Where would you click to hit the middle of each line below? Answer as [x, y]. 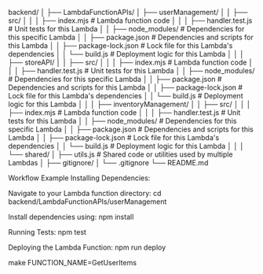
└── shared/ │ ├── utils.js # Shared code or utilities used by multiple [121, 154]
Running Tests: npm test [47, 232]
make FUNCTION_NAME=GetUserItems [73, 263]
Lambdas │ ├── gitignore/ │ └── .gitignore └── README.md [108, 163]
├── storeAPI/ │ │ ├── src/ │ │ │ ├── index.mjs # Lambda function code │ [131, 62]
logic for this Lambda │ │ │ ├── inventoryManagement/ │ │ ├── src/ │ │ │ [130, 104]
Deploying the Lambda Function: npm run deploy [87, 247]
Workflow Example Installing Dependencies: [79, 178]
